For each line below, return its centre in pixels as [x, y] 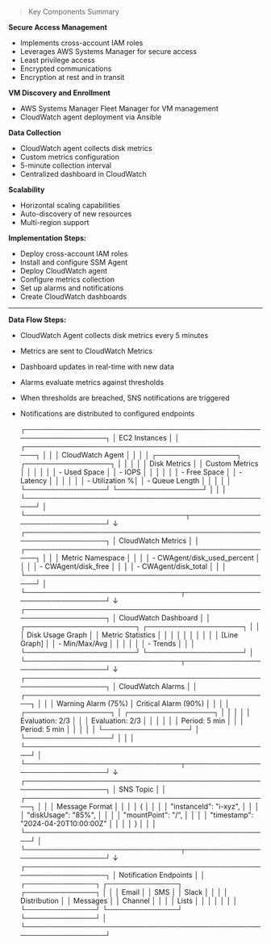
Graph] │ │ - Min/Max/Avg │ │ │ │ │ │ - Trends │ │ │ [108, 643]
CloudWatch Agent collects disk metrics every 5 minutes [114, 335]
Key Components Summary [73, 12]
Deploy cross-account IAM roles [74, 254]
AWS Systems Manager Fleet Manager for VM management [119, 109]
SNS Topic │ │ [142, 789]
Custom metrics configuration [69, 157]
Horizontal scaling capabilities [70, 205]
